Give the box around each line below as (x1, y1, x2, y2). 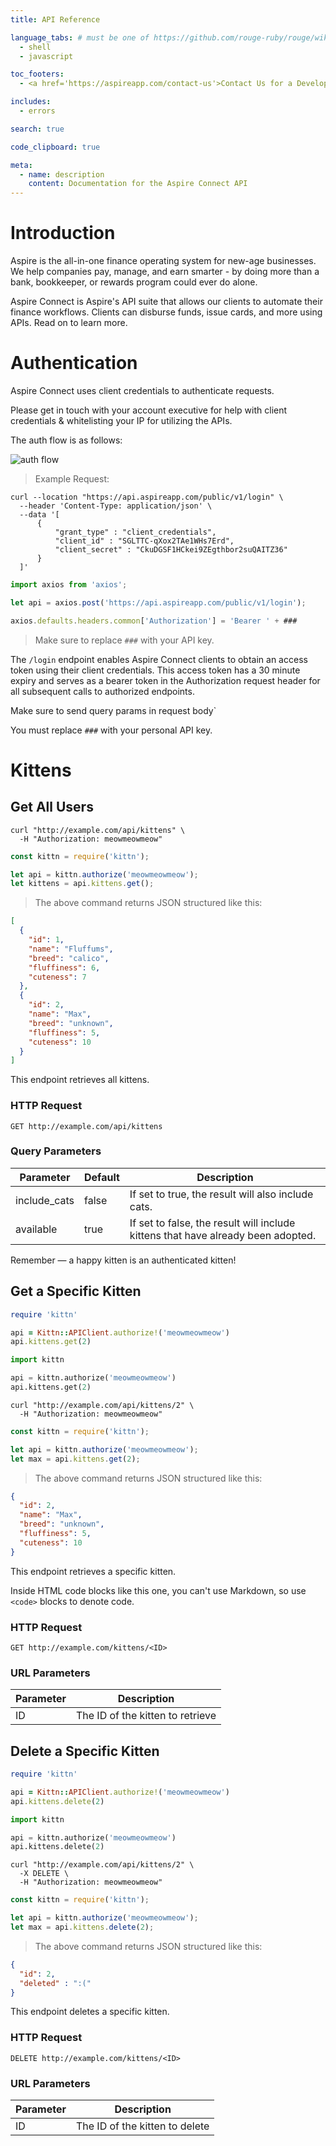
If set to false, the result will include (129, 1216, 296, 1230)
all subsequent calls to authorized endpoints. (10, 685, 195, 697)
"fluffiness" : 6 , (28, 962, 101, 973)
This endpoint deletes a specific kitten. (10, 2006, 170, 2018)
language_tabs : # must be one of (10, 32, 150, 43)
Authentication (10, 352, 138, 375)
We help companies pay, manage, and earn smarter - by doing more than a (10, 266, 320, 278)
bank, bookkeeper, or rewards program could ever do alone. (10, 276, 258, 288)
